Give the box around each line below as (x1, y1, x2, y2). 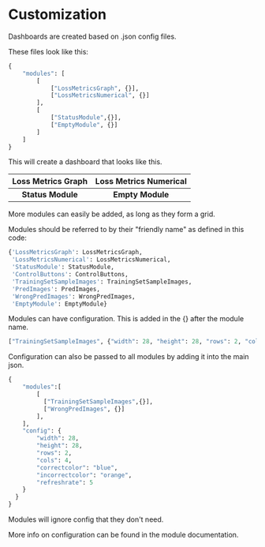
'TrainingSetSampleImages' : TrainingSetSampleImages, (11, 278, 192, 286)
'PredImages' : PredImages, (11, 285, 101, 293)
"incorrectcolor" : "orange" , (36, 471, 132, 479)
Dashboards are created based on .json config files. (8, 32, 177, 41)
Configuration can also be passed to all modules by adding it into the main (8, 352, 250, 362)
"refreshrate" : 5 (36, 478, 93, 486)
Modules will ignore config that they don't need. (8, 515, 164, 524)
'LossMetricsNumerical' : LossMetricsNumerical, (11, 256, 171, 264)
